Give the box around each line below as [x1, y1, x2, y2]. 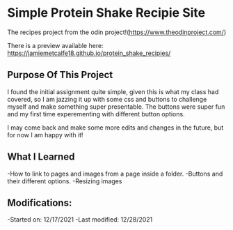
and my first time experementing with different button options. [7, 109, 186, 118]
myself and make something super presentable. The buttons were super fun [7, 102, 225, 111]
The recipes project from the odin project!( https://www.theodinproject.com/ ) [7, 28, 227, 36]
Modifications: [7, 197, 72, 208]
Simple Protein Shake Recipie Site [7, 5, 206, 21]
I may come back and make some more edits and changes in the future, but [7, 123, 224, 132]
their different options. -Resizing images [7, 176, 122, 185]
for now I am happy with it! [7, 130, 83, 139]
